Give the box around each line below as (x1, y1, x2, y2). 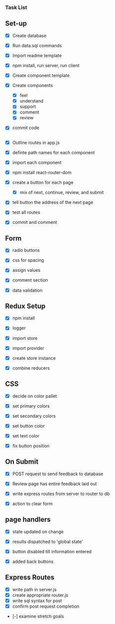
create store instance (12, 355, 56, 361)
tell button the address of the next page (12, 200, 93, 206)
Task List (5, 4, 27, 11)
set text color (12, 432, 40, 439)
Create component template (12, 72, 70, 78)
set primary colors (12, 403, 50, 409)
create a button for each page (12, 180, 73, 186)
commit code (12, 125, 40, 131)
